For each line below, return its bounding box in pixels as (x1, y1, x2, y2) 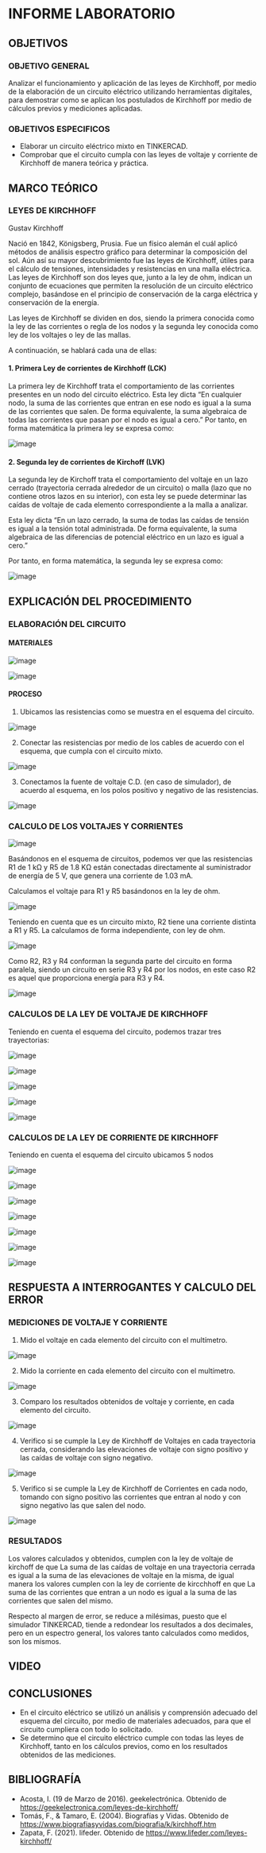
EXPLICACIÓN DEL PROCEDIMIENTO (8, 594, 192, 608)
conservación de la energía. (8, 297, 99, 307)
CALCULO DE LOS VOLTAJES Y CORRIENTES (8, 820, 183, 831)
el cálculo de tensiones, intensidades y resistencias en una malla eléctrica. (8, 264, 253, 273)
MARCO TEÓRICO (8, 181, 98, 195)
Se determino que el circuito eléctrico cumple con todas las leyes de (19, 1733, 245, 1743)
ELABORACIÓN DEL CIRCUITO (8, 618, 126, 629)
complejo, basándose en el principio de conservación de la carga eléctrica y (8, 289, 258, 299)
